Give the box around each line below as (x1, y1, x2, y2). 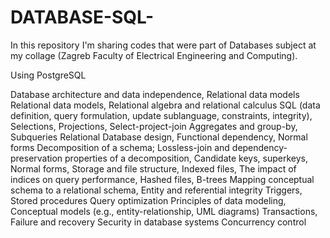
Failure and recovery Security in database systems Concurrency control (10, 216, 307, 228)
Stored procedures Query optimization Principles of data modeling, (10, 194, 287, 206)
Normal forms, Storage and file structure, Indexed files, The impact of (10, 162, 297, 175)
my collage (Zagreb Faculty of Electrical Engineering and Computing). (10, 49, 298, 61)
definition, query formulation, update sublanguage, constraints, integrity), (10, 109, 313, 121)
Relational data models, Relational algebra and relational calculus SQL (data (10, 99, 321, 111)
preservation (10, 152, 63, 164)
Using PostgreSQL (10, 69, 87, 81)
